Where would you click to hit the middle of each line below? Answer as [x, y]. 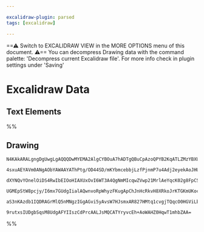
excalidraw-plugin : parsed [40, 17]
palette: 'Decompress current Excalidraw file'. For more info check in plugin [100, 58]
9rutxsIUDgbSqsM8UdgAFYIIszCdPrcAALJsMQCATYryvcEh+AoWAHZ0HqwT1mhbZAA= [99, 213]
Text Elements [34, 112]
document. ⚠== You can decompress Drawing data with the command [95, 52]
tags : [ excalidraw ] [31, 23]
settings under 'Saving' [35, 65]
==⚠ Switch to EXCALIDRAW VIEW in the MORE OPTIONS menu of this [96, 46]
